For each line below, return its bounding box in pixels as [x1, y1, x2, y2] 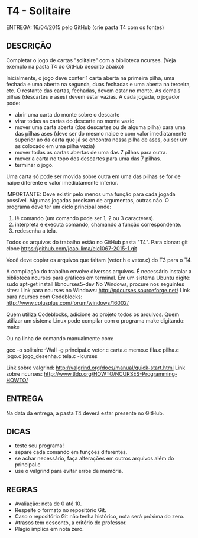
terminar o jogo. [14, 161, 54, 168]
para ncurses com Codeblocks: [6, 293, 83, 300]
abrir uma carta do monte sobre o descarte [14, 111, 120, 118]
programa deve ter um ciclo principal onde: [6, 203, 111, 210]
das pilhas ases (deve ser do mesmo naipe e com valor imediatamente [14, 130, 187, 137]
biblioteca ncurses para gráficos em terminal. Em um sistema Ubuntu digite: [6, 274, 191, 281]
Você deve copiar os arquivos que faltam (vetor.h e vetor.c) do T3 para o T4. [6, 256, 192, 263]
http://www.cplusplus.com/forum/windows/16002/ [6, 299, 129, 306]
